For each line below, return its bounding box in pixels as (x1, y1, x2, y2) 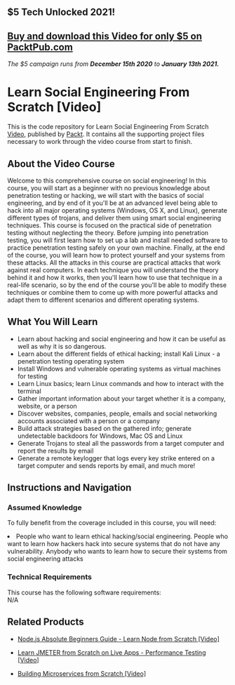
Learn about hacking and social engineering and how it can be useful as (17, 334, 226, 343)
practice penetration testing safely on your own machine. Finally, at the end (7, 243, 225, 252)
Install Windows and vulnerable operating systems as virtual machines (17, 364, 221, 373)
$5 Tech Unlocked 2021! (7, 6, 116, 18)
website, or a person (17, 401, 77, 410)
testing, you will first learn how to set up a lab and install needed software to (7, 236, 228, 244)
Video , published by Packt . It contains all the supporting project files (7, 130, 205, 138)
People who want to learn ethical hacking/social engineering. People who (16, 532, 229, 540)
